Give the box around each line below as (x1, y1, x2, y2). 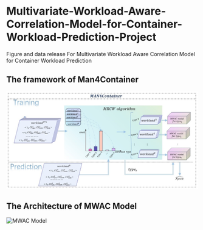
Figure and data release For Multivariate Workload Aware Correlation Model (6, 50, 196, 57)
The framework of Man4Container (6, 74, 139, 85)
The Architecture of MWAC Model (6, 201, 137, 211)
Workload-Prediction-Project (6, 31, 157, 44)
